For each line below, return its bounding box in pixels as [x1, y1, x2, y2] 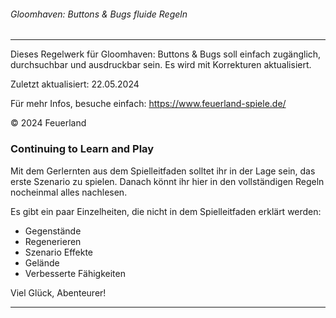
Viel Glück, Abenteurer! [10, 286, 107, 299]
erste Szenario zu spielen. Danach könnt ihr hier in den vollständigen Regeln [10, 175, 325, 187]
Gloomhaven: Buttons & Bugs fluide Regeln [10, 8, 188, 20]
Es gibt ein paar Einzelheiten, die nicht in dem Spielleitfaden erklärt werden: [10, 205, 322, 217]
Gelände [24, 256, 60, 269]
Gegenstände [24, 225, 82, 237]
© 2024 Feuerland [10, 117, 87, 129]
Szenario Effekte [24, 246, 94, 258]
